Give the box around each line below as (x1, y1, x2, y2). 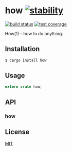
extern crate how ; (5, 84, 42, 89)
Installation (5, 45, 40, 53)
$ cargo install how (5, 58, 47, 63)
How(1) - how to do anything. (5, 30, 63, 36)
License (5, 128, 30, 136)
